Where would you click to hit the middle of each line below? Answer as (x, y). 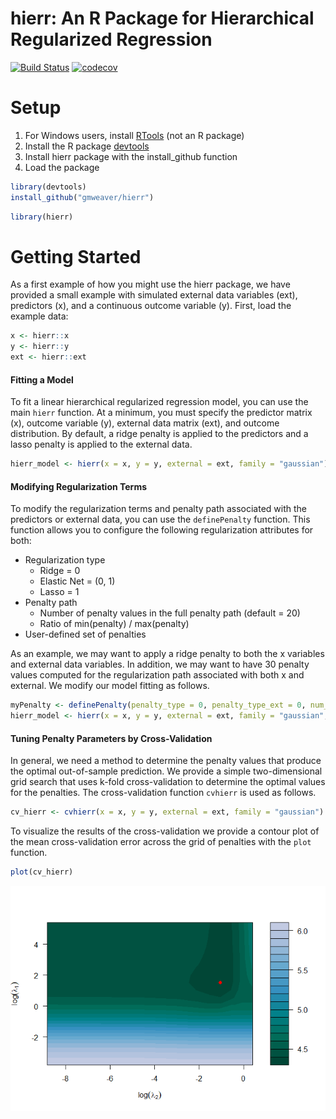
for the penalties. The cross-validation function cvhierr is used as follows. (163, 793)
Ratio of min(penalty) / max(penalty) (114, 624)
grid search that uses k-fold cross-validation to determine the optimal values (168, 782)
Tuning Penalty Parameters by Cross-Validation (111, 738)
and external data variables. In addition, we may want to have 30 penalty (160, 664)
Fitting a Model (42, 379)
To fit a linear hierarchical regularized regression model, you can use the (159, 402)
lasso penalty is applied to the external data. (101, 444)
